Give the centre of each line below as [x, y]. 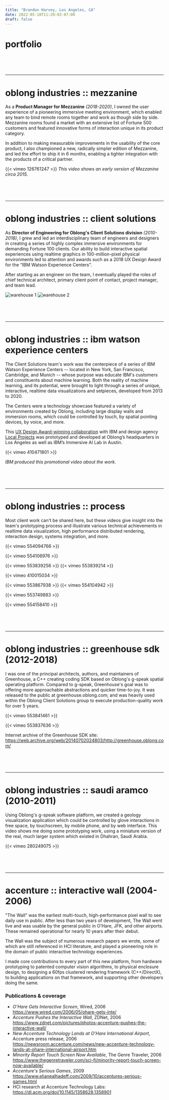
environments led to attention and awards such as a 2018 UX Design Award [83, 260]
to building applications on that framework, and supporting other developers [84, 977]
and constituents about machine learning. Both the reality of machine [77, 380]
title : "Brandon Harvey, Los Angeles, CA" [50, 10]
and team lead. [21, 285]
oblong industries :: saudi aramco [77, 790]
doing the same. [22, 983]
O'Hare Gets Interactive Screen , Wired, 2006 [59, 1007]
